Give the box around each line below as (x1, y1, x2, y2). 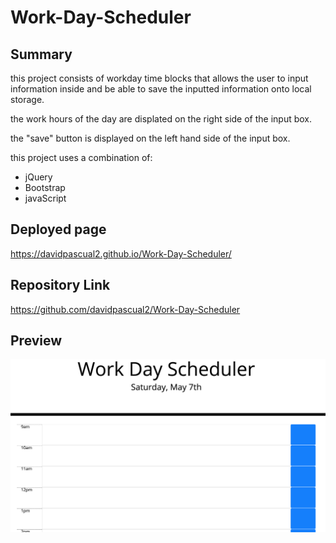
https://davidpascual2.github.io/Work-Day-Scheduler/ (10, 247, 232, 260)
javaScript (24, 192, 67, 204)
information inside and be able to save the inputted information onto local (10, 83, 312, 95)
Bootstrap (24, 182, 66, 193)
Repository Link (10, 277, 111, 294)
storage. (10, 94, 45, 105)
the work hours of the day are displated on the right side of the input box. (10, 113, 313, 125)
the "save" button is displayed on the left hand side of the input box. (10, 132, 291, 144)
